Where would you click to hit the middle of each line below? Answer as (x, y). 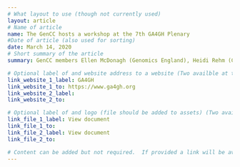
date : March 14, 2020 (40, 47)
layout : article (31, 21)
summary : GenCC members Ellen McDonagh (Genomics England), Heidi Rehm (116, 61)
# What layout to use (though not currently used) (84, 14)
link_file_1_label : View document (59, 120)
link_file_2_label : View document (59, 133)
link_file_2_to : (31, 139)
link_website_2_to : (36, 100)
